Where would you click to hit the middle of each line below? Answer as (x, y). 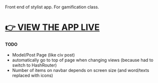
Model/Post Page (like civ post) (44, 55)
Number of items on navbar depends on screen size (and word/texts (80, 70)
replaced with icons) (33, 76)
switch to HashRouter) (34, 65)
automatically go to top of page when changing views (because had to (83, 60)
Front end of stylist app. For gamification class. (52, 7)
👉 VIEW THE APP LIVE (52, 27)
